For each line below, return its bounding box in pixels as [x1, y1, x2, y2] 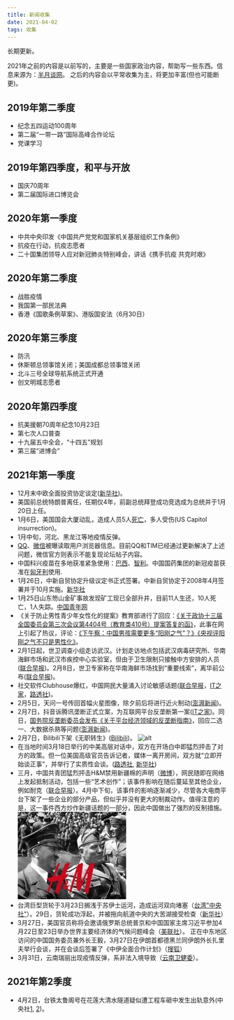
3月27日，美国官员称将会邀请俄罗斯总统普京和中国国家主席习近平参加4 [17, 919, 222, 927]
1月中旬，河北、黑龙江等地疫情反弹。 [17, 533, 124, 541]
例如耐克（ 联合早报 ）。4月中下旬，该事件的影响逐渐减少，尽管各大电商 [17, 786, 221, 795]
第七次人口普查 [17, 429, 61, 438]
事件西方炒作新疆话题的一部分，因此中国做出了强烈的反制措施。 [41, 804, 226, 812]
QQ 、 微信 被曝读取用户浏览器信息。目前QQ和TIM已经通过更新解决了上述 [17, 542, 226, 550]
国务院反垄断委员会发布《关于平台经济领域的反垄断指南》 [29, 717, 192, 725]
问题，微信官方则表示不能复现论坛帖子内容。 [17, 550, 147, 559]
